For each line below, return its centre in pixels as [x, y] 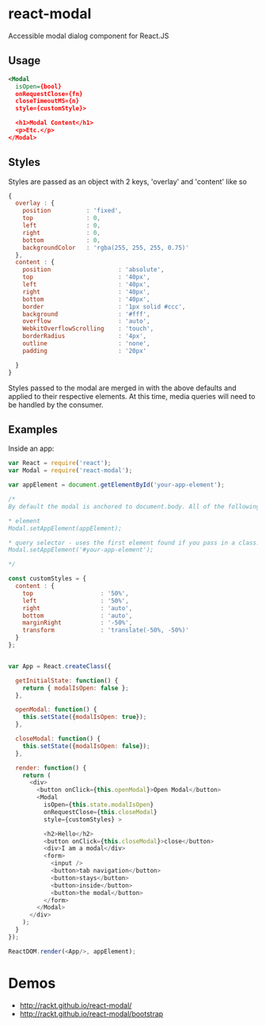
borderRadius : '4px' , [85, 336]
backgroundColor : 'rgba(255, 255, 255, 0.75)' [106, 248]
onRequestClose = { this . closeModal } [100, 812]
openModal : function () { [56, 710]
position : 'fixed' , [72, 211]
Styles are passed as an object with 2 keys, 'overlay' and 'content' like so [127, 181]
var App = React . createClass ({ [60, 666]
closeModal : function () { [58, 739]
